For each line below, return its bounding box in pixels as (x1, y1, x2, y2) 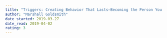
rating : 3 (5, 26, 26, 31)
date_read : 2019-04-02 (5, 21, 52, 26)
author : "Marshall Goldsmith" (5, 12, 68, 17)
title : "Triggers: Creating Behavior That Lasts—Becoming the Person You (5, 7, 162, 12)
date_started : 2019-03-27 (5, 16, 59, 21)
